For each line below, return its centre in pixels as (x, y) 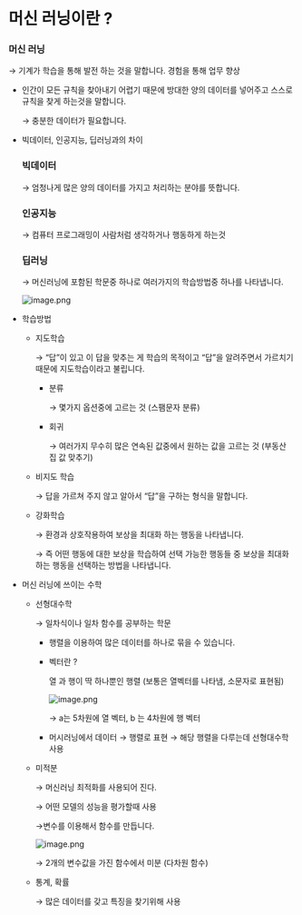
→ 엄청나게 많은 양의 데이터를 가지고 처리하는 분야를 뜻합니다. (131, 187)
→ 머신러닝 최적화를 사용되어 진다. (96, 788)
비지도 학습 (54, 477)
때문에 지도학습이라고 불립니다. (90, 369)
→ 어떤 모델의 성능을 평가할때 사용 (96, 807)
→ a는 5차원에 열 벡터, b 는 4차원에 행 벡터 (125, 718)
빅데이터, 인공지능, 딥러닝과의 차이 (82, 140)
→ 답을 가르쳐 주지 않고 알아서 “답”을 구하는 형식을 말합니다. (141, 496)
